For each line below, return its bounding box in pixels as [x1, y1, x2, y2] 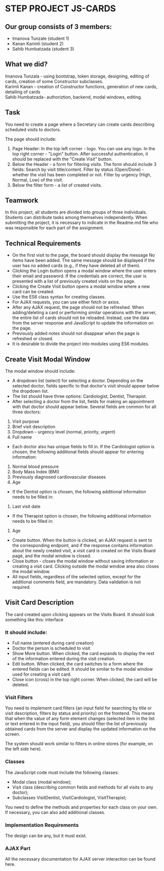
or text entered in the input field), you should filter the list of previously [5, 721, 148, 727]
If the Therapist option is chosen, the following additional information [12, 513, 151, 519]
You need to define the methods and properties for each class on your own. [5, 804, 158, 810]
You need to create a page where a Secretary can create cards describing [5, 121, 155, 127]
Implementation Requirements [5, 821, 79, 828]
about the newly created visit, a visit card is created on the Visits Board [12, 548, 156, 554]
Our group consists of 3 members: [5, 23, 112, 31]
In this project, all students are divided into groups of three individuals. [5, 209, 147, 215]
